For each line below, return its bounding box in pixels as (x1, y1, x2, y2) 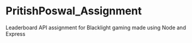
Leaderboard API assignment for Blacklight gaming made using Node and (5, 24, 186, 31)
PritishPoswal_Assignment (5, 4, 142, 18)
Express (5, 30, 26, 37)
